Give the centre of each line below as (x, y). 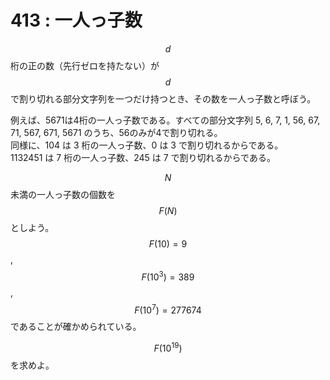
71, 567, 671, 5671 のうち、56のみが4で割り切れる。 (116, 132)
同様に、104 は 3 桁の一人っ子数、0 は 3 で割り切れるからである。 (147, 145)
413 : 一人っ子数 (76, 20)
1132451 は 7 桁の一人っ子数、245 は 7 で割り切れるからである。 (143, 157)
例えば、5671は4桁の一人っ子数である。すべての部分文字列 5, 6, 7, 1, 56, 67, (165, 120)
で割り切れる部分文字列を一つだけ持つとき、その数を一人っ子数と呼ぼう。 (163, 98)
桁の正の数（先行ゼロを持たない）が (85, 65)
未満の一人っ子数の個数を (63, 194)
